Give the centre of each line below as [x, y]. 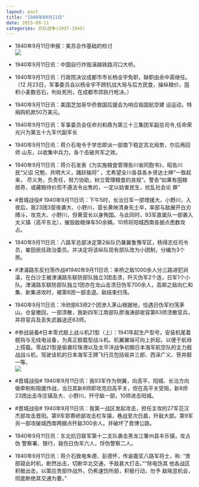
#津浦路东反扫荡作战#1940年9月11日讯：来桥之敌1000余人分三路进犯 [99, 270]
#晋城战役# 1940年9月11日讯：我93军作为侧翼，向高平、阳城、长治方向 [102, 381]
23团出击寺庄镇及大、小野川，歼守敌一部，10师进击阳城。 [86, 396]
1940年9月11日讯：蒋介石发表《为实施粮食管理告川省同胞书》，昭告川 [99, 165]
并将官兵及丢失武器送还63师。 [52, 320]
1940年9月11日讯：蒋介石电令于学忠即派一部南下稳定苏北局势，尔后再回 [103, 145]
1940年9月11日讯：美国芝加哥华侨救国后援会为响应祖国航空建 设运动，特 [103, 105]
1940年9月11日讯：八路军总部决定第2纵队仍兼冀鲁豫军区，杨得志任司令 [102, 242]
